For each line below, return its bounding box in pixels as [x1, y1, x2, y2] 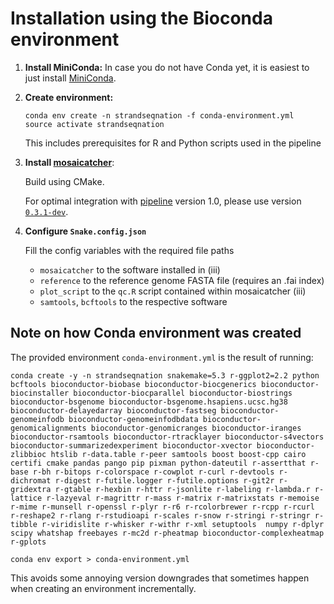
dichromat [10, 475, 52, 486]
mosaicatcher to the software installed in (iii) [39, 263, 221, 276]
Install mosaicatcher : [24, 156, 115, 168]
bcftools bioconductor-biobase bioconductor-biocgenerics [10, 379, 257, 389]
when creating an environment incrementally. [10, 582, 197, 594]
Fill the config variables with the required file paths [24, 244, 235, 256]
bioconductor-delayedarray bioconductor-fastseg [10, 405, 217, 416]
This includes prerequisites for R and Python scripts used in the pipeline [24, 137, 322, 149]
